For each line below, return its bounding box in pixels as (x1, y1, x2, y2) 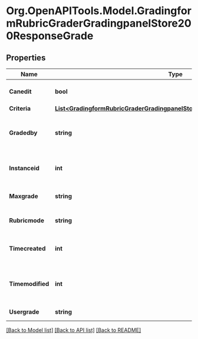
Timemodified (9, 280, 49, 288)
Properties (6, 52, 46, 62)
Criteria (9, 104, 31, 113)
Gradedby (9, 129, 38, 137)
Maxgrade (9, 192, 38, 200)
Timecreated (9, 245, 46, 252)
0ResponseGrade (6, 29, 94, 42)
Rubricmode (9, 216, 44, 225)
